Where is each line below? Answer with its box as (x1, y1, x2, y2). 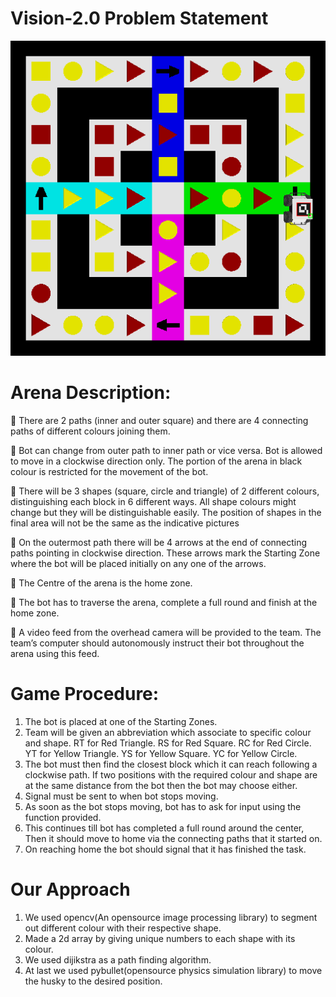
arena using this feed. (10, 647, 100, 659)
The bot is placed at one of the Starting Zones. (24, 715, 218, 727)
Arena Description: (10, 382, 172, 404)
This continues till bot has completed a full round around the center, (24, 822, 305, 834)
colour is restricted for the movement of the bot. (10, 465, 209, 477)
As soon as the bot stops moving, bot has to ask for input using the (24, 800, 302, 812)
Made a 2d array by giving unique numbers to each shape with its (24, 932, 296, 944)
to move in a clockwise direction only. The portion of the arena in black (10, 455, 303, 467)
